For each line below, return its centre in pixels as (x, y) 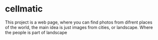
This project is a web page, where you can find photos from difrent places (79, 22)
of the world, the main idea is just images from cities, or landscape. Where (79, 27)
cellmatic (24, 9)
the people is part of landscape (36, 32)
